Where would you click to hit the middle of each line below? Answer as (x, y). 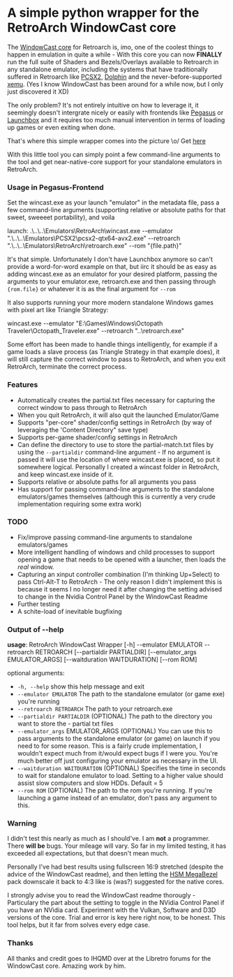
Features (23, 385)
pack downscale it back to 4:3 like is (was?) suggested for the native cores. (116, 882)
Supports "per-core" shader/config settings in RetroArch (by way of (114, 422)
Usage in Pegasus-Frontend (56, 187)
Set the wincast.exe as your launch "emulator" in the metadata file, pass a (113, 203)
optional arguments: (36, 673)
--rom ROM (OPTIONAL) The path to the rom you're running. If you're (115, 791)
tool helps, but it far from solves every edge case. (78, 925)
